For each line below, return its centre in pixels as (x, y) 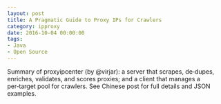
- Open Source (28, 52)
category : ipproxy (33, 26)
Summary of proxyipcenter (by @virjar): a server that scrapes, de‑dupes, (111, 71)
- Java (17, 45)
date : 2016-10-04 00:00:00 (46, 33)
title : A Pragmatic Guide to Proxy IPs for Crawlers (85, 20)
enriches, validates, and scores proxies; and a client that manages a (104, 79)
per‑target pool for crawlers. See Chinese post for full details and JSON (109, 86)
